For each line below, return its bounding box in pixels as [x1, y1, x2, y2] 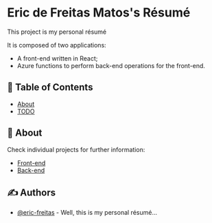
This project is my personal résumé [7, 28, 107, 36]
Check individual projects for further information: [7, 145, 145, 153]
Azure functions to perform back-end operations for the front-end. [16, 61, 206, 70]
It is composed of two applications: [7, 41, 106, 49]
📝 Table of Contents [7, 81, 93, 94]
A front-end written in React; [16, 54, 98, 63]
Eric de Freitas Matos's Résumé [7, 5, 191, 21]
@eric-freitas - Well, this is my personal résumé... [16, 209, 158, 217]
